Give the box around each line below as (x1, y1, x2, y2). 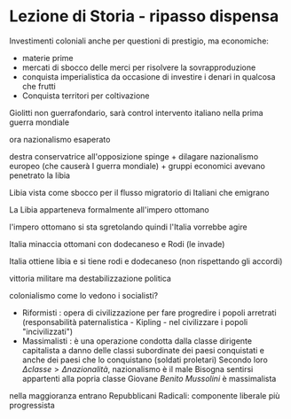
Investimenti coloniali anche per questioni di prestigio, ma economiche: (9, 35, 269, 46)
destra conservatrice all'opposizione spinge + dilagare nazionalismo (9, 151, 259, 161)
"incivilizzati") (21, 326, 74, 337)
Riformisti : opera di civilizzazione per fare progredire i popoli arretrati (21, 307, 277, 318)
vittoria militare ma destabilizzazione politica (9, 273, 171, 283)
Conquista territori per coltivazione (21, 90, 150, 101)
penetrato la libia (9, 170, 71, 181)
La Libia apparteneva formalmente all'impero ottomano (9, 204, 210, 214)
